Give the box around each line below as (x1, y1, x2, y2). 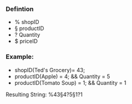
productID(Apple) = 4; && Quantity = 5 (14, 73, 110, 80)
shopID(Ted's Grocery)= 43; (14, 66, 85, 73)
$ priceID (14, 38, 38, 45)
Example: (5, 53, 34, 61)
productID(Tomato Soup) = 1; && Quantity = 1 (14, 79, 127, 86)
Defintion (5, 5, 34, 13)
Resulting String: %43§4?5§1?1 (5, 91, 83, 98)
